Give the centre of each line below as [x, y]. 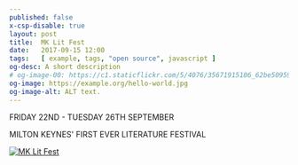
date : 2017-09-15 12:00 [57, 51]
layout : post [33, 34]
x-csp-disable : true [47, 26]
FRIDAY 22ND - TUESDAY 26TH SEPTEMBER [92, 117]
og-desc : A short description [65, 67]
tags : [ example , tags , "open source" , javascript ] [113, 59]
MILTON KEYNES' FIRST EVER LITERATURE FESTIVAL [108, 134]
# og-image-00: [37, 75]
